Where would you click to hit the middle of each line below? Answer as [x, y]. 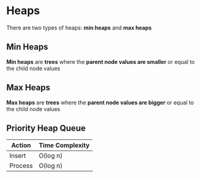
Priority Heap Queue [46, 128]
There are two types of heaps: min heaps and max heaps [79, 28]
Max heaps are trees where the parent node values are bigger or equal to [100, 103]
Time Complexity [64, 145]
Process [21, 166]
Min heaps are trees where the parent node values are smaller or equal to [100, 61]
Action [21, 145]
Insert [18, 156]
